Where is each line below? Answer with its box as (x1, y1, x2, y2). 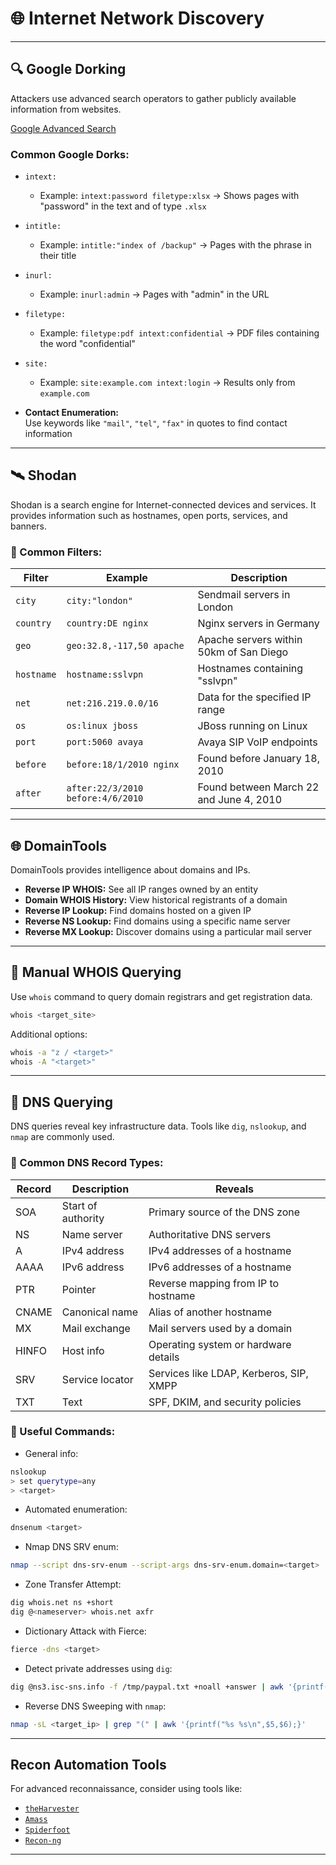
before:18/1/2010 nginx (66, 759, 180, 771)
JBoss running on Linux (197, 719, 308, 733)
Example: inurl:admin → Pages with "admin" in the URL (39, 288, 270, 301)
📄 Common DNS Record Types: (10, 1156, 164, 1170)
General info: (24, 1447, 79, 1459)
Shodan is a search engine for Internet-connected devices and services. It (10, 498, 317, 511)
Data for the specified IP (197, 690, 312, 704)
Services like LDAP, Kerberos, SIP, (148, 1366, 309, 1380)
